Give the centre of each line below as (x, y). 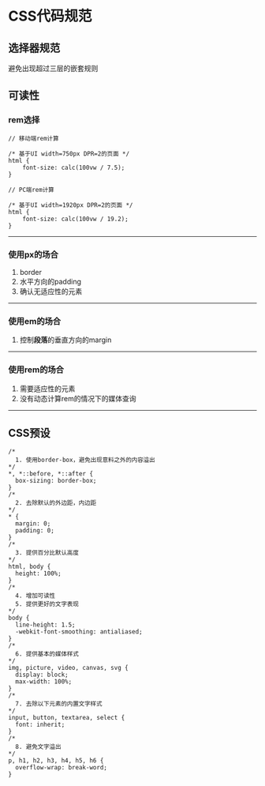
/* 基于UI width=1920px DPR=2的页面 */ (71, 205)
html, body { (30, 567)
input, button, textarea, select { (67, 718)
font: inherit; (40, 725)
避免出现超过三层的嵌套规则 (53, 68)
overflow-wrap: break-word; (62, 768)
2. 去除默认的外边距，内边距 (56, 503)
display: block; (42, 675)
